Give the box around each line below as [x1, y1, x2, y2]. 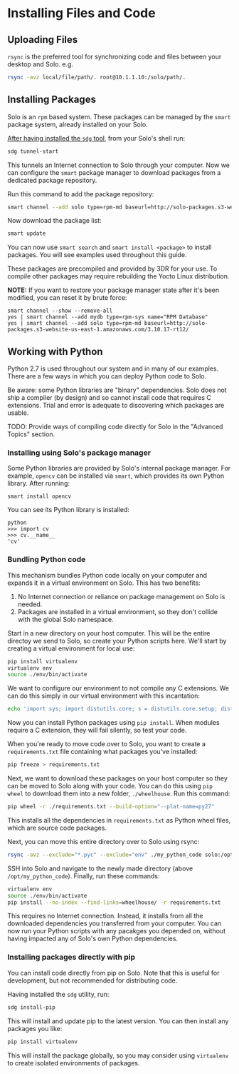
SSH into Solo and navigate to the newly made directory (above [7, 864, 193, 873]
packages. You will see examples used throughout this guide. [7, 251, 187, 259]
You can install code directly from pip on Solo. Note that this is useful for [7, 968, 220, 977]
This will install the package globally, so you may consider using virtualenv [7, 1051, 229, 1060]
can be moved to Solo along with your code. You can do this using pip [7, 782, 213, 791]
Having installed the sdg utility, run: [7, 990, 110, 998]
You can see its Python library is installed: [7, 506, 130, 514]
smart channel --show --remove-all [7, 307, 113, 315]
